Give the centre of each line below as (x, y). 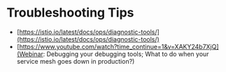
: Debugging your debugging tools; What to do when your (126, 54)
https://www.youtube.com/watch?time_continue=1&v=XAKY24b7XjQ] (119, 46)
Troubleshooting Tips (70, 13)
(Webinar (30, 54)
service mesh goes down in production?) (76, 61)
